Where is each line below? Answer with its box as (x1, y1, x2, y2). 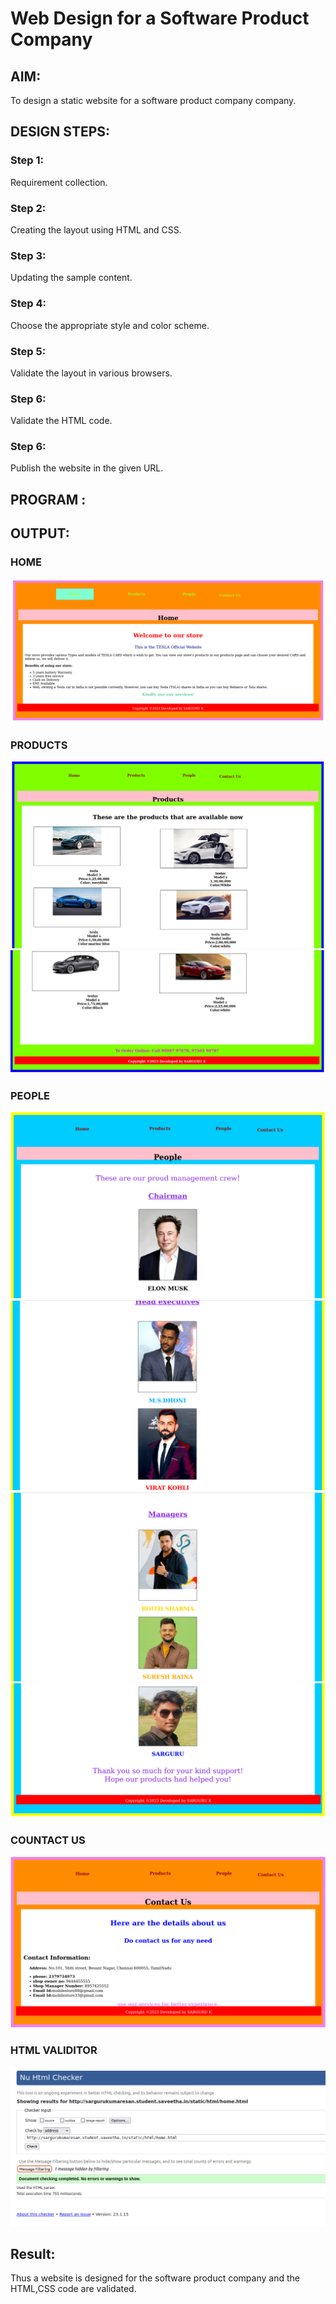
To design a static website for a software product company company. (10, 95, 297, 106)
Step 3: (10, 248, 47, 262)
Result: (10, 2245, 56, 2262)
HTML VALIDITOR (10, 2043, 98, 2057)
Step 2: (10, 201, 47, 215)
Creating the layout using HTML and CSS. (10, 223, 182, 236)
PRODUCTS (10, 738, 68, 752)
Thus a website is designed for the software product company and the (10, 2272, 300, 2284)
